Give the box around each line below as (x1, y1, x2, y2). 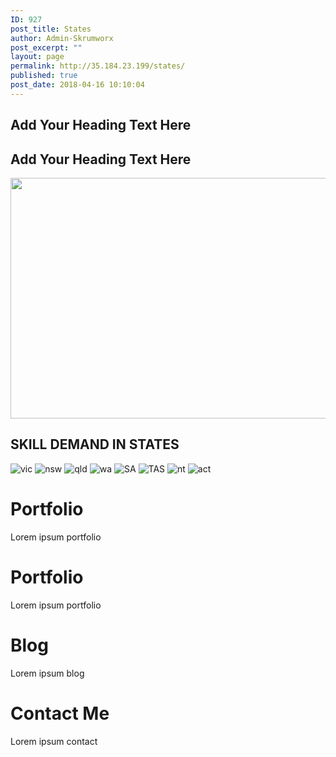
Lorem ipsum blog (10, 667, 85, 679)
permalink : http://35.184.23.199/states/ (10, 61, 186, 71)
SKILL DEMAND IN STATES (10, 436, 180, 453)
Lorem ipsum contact (10, 735, 98, 747)
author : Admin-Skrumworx (10, 33, 114, 43)
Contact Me (10, 702, 110, 725)
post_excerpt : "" (10, 42, 83, 53)
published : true (10, 71, 78, 81)
